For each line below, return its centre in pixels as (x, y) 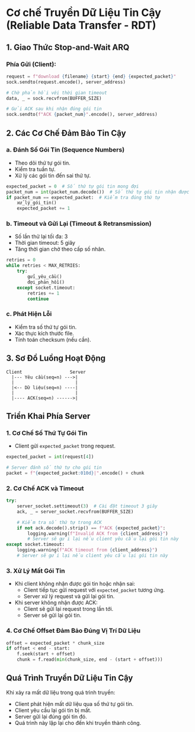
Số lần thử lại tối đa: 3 (41, 236)
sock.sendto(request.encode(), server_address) (66, 82)
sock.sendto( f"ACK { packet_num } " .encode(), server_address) (82, 115)
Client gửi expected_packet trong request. (65, 446)
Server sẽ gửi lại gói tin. (52, 616)
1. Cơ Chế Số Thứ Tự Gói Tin (47, 433)
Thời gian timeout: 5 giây (45, 243)
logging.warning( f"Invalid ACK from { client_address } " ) (98, 534)
